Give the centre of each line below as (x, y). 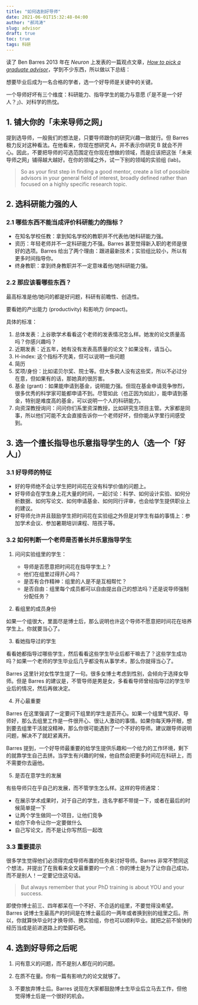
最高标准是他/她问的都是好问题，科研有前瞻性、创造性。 (74, 296)
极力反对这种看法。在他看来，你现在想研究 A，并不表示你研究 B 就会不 (92, 145)
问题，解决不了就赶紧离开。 (40, 735)
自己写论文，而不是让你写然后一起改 (59, 830)
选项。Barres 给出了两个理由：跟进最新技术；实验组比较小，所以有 (106, 251)
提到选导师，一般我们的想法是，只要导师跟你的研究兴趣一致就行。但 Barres (98, 138)
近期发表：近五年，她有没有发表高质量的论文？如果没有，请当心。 (95, 349)
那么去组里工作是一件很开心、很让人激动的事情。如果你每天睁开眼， (104, 721)
